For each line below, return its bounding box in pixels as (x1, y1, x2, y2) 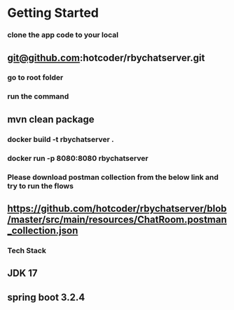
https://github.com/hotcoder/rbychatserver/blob (7, 202, 227, 214)
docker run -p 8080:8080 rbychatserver (7, 153, 149, 163)
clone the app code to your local (7, 30, 119, 40)
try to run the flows (7, 181, 74, 190)
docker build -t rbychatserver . (7, 134, 114, 144)
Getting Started (7, 5, 99, 21)
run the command (7, 91, 69, 101)
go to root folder (7, 72, 64, 82)
